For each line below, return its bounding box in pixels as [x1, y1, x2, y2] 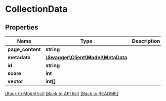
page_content [7, 46, 41, 53]
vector [7, 78, 24, 85]
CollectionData [5, 3, 68, 15]
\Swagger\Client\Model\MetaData [45, 54, 127, 61]
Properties [5, 23, 39, 32]
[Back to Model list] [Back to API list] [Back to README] [5, 91, 119, 97]
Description [131, 38, 161, 44]
